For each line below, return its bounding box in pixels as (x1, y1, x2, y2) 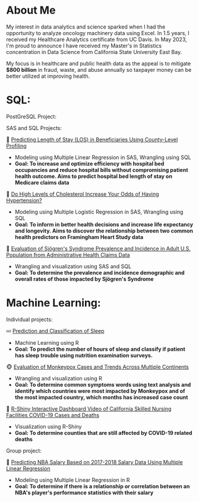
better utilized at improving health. (6, 72, 90, 80)
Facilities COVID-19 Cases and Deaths (6, 411, 100, 418)
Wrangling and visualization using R (14, 374, 102, 382)
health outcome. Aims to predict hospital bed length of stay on (14, 173, 172, 180)
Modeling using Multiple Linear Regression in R (14, 476, 130, 484)
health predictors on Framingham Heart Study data (14, 233, 144, 240)
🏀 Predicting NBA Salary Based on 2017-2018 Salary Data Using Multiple (6, 458, 183, 466)
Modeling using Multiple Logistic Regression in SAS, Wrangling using (14, 208, 184, 215)
